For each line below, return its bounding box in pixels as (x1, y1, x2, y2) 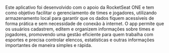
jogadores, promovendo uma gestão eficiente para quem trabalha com (5, 32, 154, 37)
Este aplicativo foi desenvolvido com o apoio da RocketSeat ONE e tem (5, 5, 154, 10)
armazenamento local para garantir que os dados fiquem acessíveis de (5, 15, 154, 21)
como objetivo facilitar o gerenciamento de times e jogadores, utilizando (5, 10, 157, 16)
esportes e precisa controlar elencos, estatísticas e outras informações (5, 37, 155, 43)
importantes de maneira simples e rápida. (5, 42, 93, 48)
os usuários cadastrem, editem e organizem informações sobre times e (5, 26, 155, 32)
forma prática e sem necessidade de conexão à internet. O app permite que (5, 20, 164, 26)
